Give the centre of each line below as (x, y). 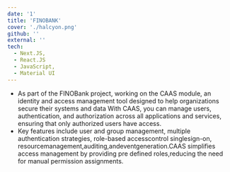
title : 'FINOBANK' (34, 21)
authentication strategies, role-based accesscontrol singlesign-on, (115, 138)
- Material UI (34, 73)
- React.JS (30, 60)
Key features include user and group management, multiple (104, 131)
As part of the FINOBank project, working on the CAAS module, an (114, 93)
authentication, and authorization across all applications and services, (119, 116)
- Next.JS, (30, 54)
